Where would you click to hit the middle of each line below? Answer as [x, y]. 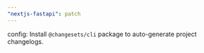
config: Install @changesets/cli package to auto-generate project [102, 34]
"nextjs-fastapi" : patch [44, 14]
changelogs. [26, 41]
